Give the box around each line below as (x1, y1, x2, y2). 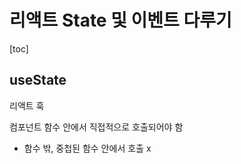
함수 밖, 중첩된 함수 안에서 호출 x (23, 142, 152, 154)
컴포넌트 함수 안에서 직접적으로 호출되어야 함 (9, 121, 184, 133)
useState (9, 72, 67, 89)
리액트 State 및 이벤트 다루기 (9, 9, 232, 32)
